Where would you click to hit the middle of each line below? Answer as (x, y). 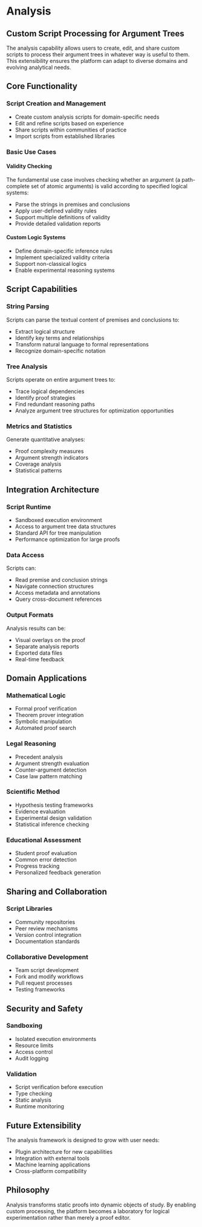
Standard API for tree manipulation (58, 533)
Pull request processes (44, 983)
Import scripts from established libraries (65, 136)
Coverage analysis (38, 464)
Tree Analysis (27, 366)
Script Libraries (29, 908)
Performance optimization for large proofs (67, 539)
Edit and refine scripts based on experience (69, 123)
